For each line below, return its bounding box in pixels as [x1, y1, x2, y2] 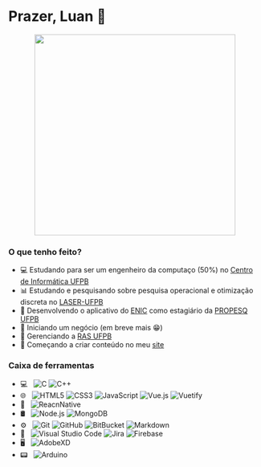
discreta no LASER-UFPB [19, 297, 104, 307]
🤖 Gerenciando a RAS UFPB [19, 331, 112, 341]
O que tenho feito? [8, 246, 82, 257]
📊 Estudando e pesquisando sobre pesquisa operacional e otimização [19, 285, 254, 296]
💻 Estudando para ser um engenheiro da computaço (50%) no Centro [19, 265, 253, 275]
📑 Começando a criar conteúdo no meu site [19, 340, 165, 350]
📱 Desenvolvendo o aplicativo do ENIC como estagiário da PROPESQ [19, 305, 248, 316]
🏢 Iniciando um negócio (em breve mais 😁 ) [19, 323, 163, 333]
